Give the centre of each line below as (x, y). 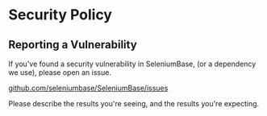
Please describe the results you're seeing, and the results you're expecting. (134, 104)
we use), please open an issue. (60, 72)
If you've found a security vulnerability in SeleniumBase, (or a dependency (132, 64)
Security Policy (60, 15)
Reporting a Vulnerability (73, 45)
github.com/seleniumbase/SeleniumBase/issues (88, 88)
